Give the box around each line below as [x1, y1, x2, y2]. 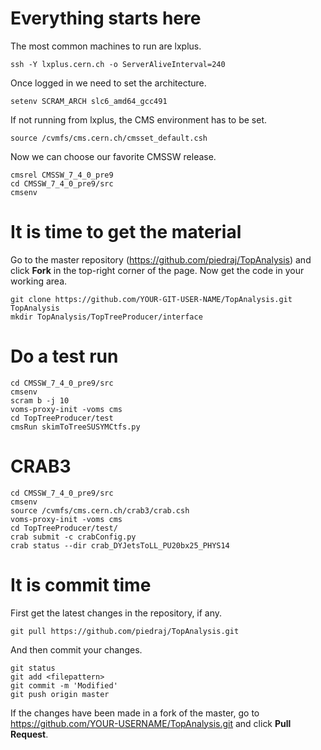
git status [10, 663, 56, 673]
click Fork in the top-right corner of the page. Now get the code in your [10, 264, 305, 276]
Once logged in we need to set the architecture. [10, 77, 207, 89]
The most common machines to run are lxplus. [10, 40, 202, 52]
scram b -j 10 [10, 395, 70, 406]
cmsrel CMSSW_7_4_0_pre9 [10, 170, 114, 180]
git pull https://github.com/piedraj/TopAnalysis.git [10, 626, 240, 636]
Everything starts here [10, 7, 202, 30]
